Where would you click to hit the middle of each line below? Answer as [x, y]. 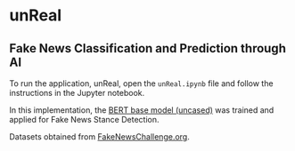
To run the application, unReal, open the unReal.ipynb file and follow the [141, 83]
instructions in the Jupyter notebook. [77, 93]
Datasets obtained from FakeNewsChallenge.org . [99, 137]
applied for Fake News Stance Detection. [84, 119]
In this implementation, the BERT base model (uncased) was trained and [142, 110]
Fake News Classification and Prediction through [148, 48]
